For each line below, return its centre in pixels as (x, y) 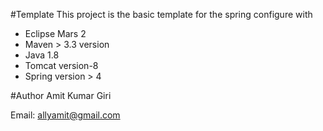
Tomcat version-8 (61, 65)
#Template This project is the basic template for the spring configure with (161, 14)
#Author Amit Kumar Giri (61, 95)
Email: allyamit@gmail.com (65, 115)
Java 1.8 (42, 55)
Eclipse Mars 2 (55, 33)
